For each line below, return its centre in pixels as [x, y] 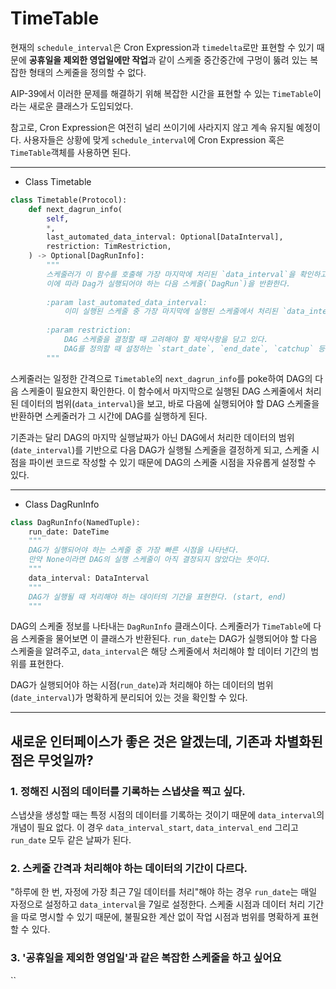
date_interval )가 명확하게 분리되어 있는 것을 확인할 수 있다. [130, 698]
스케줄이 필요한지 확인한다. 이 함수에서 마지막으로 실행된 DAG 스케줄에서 [161, 391]
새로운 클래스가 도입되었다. [81, 106]
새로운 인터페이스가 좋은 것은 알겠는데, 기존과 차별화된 [166, 741]
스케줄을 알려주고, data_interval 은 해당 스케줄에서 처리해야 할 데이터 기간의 [159, 651]
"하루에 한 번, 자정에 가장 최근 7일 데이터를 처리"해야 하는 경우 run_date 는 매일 [164, 892]
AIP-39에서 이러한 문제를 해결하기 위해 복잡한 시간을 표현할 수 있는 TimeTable [162, 93]
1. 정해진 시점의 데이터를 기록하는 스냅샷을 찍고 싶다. [128, 791]
